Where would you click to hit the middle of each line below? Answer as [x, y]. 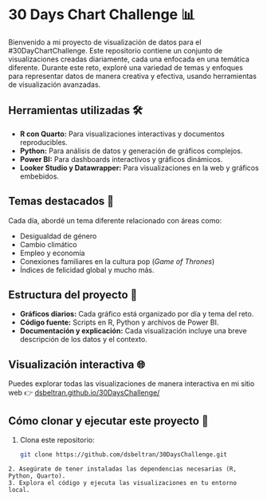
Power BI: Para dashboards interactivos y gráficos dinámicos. [121, 159]
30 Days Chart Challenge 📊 [102, 15]
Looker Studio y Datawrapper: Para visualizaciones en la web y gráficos [139, 167]
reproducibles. [43, 142]
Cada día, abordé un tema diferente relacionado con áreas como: [115, 220]
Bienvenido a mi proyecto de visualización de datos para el [105, 42]
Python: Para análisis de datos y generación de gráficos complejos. [131, 151]
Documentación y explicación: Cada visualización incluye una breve [133, 331]
